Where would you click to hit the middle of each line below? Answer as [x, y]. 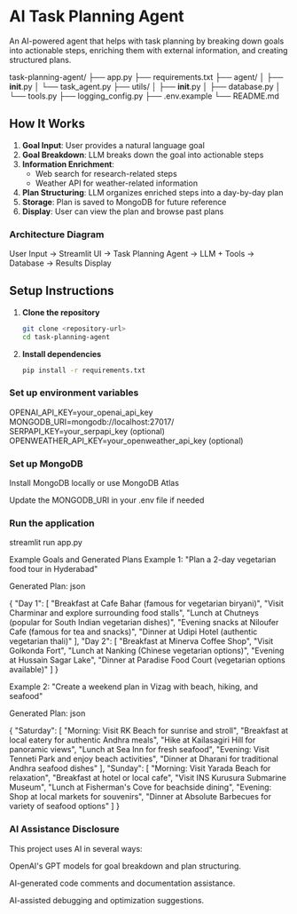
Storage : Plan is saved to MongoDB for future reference [124, 202]
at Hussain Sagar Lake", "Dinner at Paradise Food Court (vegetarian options [147, 660]
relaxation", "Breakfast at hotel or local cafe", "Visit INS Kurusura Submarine [148, 778]
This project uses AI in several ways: [76, 848]
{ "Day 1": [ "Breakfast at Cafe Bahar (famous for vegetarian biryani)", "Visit [146, 604]
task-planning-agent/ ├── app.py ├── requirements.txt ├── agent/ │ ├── [146, 76]
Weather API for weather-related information [116, 183]
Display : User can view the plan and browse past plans [123, 211]
